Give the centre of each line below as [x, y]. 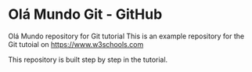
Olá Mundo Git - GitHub [85, 14]
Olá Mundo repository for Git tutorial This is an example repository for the [126, 36]
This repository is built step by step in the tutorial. [88, 59]
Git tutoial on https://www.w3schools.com [76, 44]
